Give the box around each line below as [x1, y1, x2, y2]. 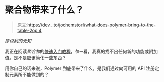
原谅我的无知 [5, 38, 31, 44]
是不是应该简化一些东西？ [13, 54, 66, 60]
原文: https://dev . [17, 22, 53, 28]
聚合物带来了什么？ [5, 4, 84, 16]
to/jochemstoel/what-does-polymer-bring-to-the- [53, 22, 156, 28]
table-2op [17, 27, 38, 33]
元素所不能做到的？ [9, 71, 49, 77]
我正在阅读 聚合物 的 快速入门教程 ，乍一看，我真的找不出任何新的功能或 [5, 48, 149, 54]
